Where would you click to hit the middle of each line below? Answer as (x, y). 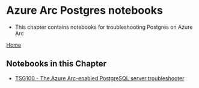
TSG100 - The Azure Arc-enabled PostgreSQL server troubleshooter (99, 78)
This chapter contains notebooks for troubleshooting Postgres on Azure (104, 27)
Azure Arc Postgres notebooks (85, 10)
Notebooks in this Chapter (57, 64)
